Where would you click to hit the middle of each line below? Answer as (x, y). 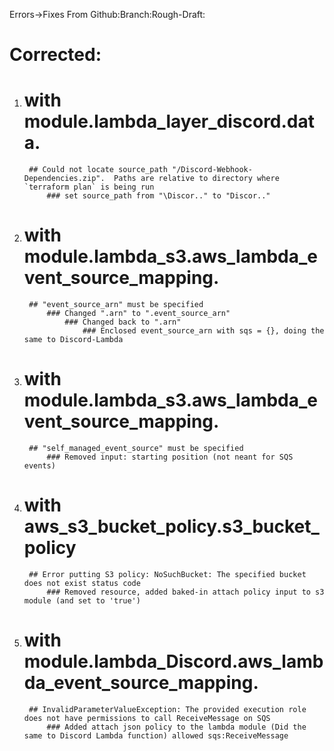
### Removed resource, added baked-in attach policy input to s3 (185, 592)
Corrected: (55, 55)
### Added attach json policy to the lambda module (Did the (176, 727)
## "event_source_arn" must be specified (116, 305)
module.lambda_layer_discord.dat (169, 121)
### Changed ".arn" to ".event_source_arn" (138, 314)
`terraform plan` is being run (89, 187)
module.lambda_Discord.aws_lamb (173, 661)
